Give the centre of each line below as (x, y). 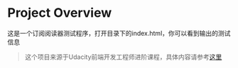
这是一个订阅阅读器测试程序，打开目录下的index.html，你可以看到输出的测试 (119, 33)
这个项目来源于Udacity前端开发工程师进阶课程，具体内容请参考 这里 (123, 57)
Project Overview (60, 13)
